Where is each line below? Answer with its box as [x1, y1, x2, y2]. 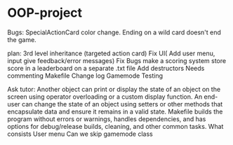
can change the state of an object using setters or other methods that [22, 99, 223, 108]
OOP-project [7, 5, 83, 21]
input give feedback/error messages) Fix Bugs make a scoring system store [7, 56, 227, 64]
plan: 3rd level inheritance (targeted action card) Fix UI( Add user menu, [7, 49, 215, 57]
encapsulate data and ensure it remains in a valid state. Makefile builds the [7, 107, 223, 116]
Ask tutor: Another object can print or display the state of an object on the [7, 85, 221, 93]
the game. [7, 35, 36, 43]
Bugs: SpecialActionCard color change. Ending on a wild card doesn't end [7, 28, 221, 36]
